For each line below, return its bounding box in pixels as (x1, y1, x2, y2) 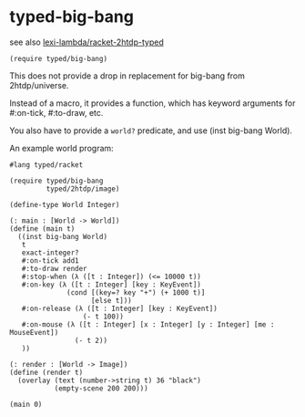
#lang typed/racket (9, 160, 84, 170)
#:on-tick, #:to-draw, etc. (9, 107, 104, 118)
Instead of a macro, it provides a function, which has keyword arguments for (9, 98, 296, 109)
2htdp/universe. (9, 79, 70, 90)
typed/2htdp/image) (46, 184, 120, 193)
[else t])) (90, 296, 132, 305)
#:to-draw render (21, 264, 88, 273)
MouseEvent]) (9, 328, 59, 337)
